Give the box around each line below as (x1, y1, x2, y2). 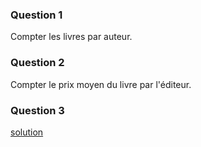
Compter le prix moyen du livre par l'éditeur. (10, 78, 192, 90)
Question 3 (10, 103, 65, 117)
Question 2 (10, 56, 65, 70)
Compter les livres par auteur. (10, 31, 133, 43)
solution (10, 126, 44, 138)
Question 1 (10, 8, 63, 22)
